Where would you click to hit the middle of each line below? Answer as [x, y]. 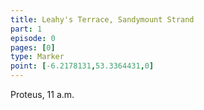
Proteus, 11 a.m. [42, 94]
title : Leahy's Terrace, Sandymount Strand [102, 19]
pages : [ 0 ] [33, 47]
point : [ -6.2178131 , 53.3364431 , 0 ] [82, 66]
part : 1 [26, 29]
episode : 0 [33, 38]
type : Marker [37, 57]
